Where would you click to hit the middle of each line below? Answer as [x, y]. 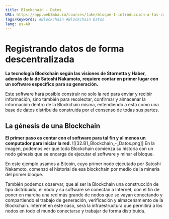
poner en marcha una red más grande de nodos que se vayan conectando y [84, 195]
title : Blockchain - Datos [33, 10]
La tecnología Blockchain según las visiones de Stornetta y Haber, [76, 74]
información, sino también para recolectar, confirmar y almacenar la [75, 99]
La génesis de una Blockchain [53, 126]
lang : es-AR [18, 24]
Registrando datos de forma [65, 49]
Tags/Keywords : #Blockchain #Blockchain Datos [55, 19]
